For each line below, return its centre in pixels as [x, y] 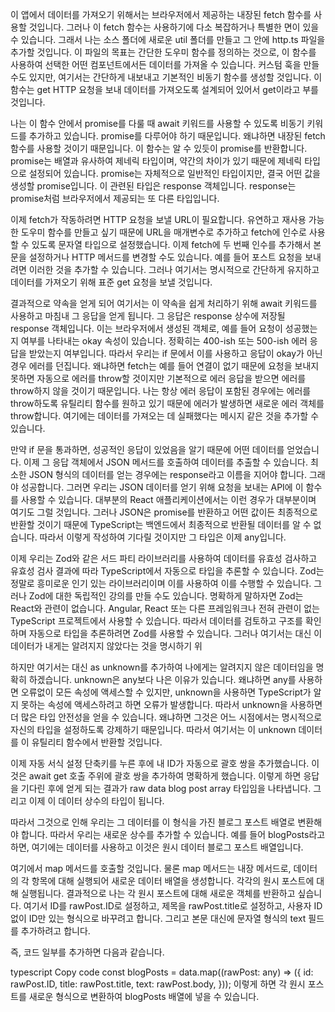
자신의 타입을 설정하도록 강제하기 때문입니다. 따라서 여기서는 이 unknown [153, 729]
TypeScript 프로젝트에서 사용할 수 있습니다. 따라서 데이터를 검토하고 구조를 [156, 621]
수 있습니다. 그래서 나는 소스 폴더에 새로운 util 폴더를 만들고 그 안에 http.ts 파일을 [168, 39]
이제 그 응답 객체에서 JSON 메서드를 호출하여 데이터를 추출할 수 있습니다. [166, 462]
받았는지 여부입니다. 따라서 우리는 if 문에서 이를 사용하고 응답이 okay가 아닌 [175, 353]
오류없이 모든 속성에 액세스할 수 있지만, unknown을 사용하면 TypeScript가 [166, 692]
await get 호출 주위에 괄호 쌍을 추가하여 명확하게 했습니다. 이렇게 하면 [165, 776]
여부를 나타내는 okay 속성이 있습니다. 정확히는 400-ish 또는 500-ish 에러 [164, 341]
